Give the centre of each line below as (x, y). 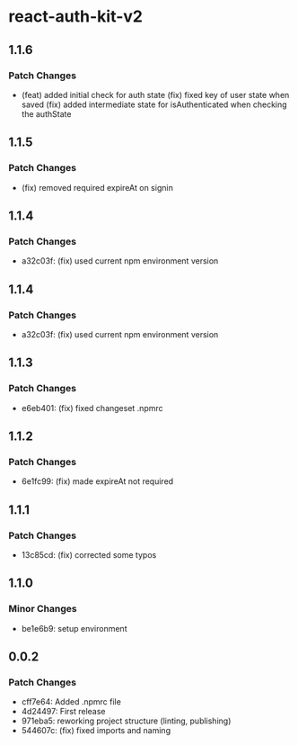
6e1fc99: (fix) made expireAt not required (97, 481)
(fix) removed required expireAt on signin (97, 187)
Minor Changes (43, 609)
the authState (46, 113)
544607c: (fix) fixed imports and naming (96, 731)
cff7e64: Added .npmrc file (71, 702)
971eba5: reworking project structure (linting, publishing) (126, 721)
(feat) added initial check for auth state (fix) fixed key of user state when (155, 94)
